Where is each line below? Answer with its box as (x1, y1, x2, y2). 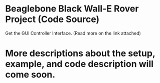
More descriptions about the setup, (5, 48, 155, 59)
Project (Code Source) (5, 13, 100, 25)
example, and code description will (5, 58, 154, 70)
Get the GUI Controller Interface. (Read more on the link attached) (5, 30, 141, 36)
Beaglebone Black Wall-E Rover (5, 3, 139, 14)
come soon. (5, 69, 56, 80)
